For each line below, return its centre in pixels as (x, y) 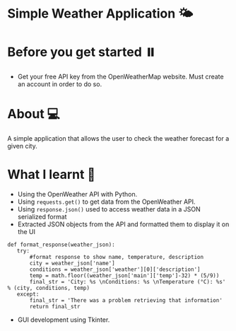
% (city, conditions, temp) (49, 288)
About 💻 (34, 114)
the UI (26, 232)
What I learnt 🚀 (52, 175)
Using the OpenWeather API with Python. (77, 194)
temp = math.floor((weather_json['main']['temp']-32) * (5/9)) (124, 276)
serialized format (42, 217)
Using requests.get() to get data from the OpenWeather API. (106, 202)
